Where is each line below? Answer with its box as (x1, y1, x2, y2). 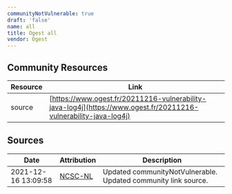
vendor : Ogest (7, 36, 48, 43)
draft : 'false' (7, 17, 51, 24)
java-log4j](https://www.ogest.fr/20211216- (49, 102, 199, 112)
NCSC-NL (59, 171, 93, 181)
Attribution (59, 155, 97, 165)
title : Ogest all (7, 29, 57, 37)
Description (142, 155, 182, 165)
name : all (7, 23, 36, 30)
